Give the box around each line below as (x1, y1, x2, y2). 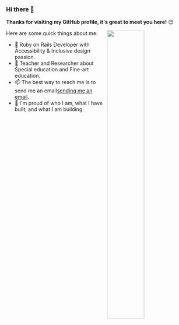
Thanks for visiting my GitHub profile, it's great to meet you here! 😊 (6, 19, 174, 26)
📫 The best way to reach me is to (14, 79, 96, 86)
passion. (14, 54, 36, 61)
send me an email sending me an (14, 87, 93, 94)
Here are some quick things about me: (6, 30, 98, 37)
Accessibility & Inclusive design (14, 47, 90, 54)
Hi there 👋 (6, 5, 35, 13)
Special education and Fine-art (14, 66, 89, 73)
